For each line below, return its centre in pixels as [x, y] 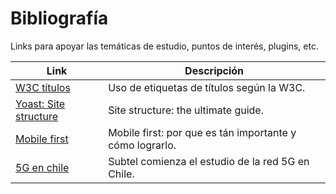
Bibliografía [59, 18]
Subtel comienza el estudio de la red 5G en [209, 161]
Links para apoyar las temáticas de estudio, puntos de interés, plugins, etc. [164, 46]
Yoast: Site [40, 104]
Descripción [214, 70]
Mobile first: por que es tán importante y [202, 132]
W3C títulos [43, 87]
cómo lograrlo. [142, 145]
